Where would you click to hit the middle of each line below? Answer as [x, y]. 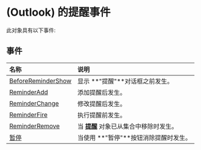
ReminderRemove [35, 126]
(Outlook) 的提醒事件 [58, 12]
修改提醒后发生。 [101, 104]
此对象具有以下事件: [31, 30]
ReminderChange [34, 103]
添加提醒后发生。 [101, 92]
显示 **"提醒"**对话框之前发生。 [125, 81]
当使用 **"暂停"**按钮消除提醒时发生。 [134, 137]
